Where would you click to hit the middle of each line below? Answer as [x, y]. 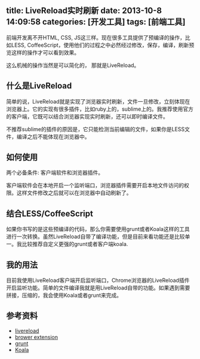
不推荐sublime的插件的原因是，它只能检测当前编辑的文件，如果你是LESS [96, 129]
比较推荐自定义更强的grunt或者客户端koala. [75, 244]
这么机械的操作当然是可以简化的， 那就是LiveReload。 [73, 65]
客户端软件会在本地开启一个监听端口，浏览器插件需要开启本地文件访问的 [95, 185]
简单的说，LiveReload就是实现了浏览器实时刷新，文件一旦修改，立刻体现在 [98, 101]
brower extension [36, 337]
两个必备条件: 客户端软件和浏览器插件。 [55, 173]
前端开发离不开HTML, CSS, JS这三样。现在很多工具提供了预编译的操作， [96, 37]
